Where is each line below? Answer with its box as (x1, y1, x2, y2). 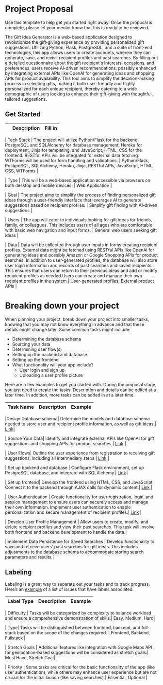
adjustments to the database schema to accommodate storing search (5, 549, 144, 555)
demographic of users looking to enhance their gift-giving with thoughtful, (5, 91, 153, 97)
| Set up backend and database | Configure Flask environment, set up (5, 465, 144, 470)
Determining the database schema (12, 336, 81, 342)
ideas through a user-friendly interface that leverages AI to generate (5, 197, 142, 203)
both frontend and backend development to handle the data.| (5, 529, 127, 535)
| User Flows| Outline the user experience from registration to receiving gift (5, 450, 155, 456)
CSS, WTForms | (5, 168, 38, 174)
